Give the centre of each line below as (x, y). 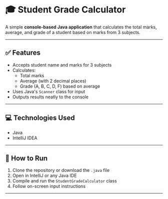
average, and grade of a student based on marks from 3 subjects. (73, 32)
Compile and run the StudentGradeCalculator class (64, 181)
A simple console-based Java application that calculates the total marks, (81, 27)
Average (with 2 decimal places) (53, 81)
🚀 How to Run (26, 158)
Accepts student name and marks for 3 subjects (62, 65)
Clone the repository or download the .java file (61, 170)
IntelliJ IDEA (25, 138)
